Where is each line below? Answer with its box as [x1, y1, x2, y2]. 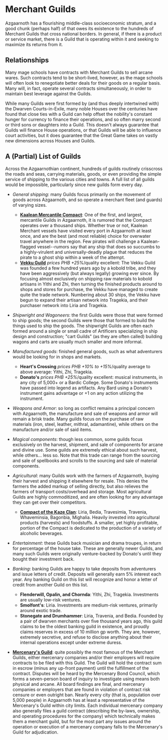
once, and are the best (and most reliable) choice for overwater [20, 233, 151, 239]
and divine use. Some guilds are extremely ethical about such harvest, [12, 447, 158, 453]
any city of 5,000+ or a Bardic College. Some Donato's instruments [20, 379, 159, 385]
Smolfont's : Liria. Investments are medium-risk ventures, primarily [20, 602, 158, 608]
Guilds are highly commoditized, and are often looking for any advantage [12, 494, 163, 500]
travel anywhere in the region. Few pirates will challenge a [20, 238, 140, 244]
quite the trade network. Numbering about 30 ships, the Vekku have [20, 291, 160, 298]
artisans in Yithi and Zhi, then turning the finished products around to [20, 281, 162, 287]
